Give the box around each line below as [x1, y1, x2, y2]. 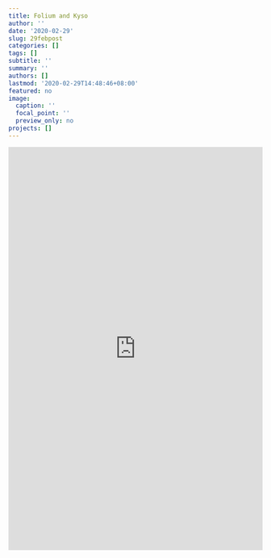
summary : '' [8, 65, 48, 73]
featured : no [8, 86, 52, 95]
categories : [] [8, 42, 60, 50]
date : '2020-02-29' [8, 27, 74, 35]
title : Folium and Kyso [8, 11, 89, 20]
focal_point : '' [15, 110, 70, 118]
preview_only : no [15, 117, 74, 125]
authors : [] [8, 72, 48, 80]
